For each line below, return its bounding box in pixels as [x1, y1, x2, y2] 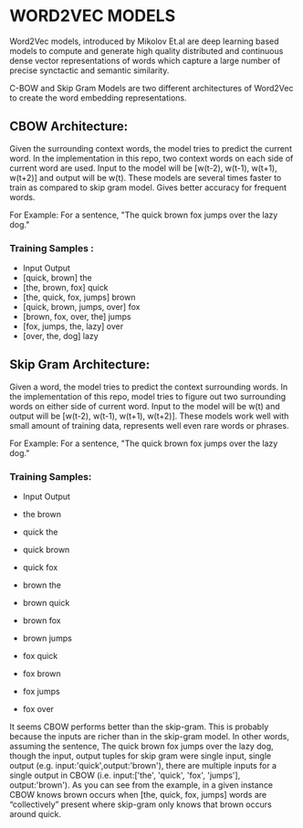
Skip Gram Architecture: [9, 357, 151, 373]
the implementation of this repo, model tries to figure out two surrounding [9, 390, 287, 402]
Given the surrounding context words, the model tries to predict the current [9, 143, 292, 154]
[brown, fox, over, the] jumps [22, 312, 131, 323]
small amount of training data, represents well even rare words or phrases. [9, 419, 289, 430]
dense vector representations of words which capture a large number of [9, 55, 281, 66]
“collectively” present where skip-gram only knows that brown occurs [9, 799, 272, 810]
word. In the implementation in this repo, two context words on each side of [9, 153, 294, 164]
